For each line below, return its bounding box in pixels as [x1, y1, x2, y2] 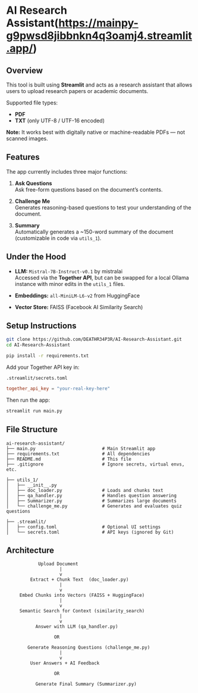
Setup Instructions [6, 321, 77, 331]
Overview [6, 65, 43, 75]
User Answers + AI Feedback [30, 660, 100, 666]
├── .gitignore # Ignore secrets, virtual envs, [6, 461, 185, 467]
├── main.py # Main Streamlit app [6, 445, 156, 451]
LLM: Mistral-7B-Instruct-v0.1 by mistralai [14, 267, 123, 275]
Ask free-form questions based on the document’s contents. [14, 186, 163, 193]
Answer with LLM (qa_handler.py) [35, 624, 118, 630]
